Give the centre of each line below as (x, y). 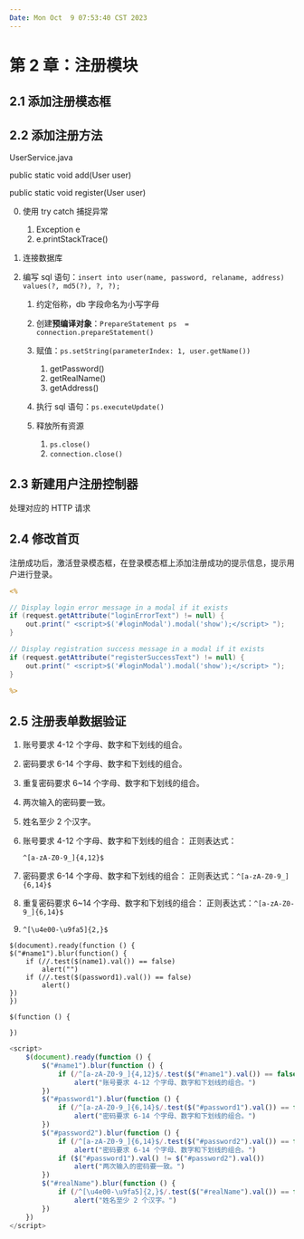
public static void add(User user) (71, 175)
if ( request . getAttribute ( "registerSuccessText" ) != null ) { (127, 658)
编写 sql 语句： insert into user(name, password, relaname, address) (153, 277)
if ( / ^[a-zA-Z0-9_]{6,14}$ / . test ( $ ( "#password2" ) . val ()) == (173, 1141)
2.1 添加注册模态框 (60, 102)
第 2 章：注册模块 (74, 65)
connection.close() (86, 455)
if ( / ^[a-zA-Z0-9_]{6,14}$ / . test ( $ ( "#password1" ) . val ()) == (173, 1108)
